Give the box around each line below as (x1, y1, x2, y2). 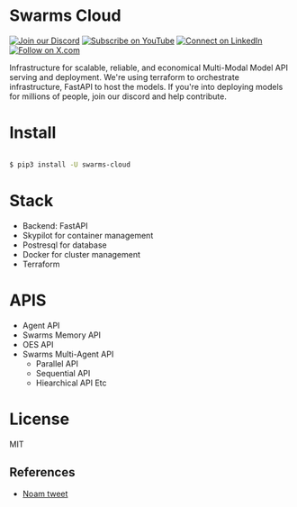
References (9, 465, 76, 480)
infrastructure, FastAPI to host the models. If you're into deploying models (9, 81, 283, 92)
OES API (22, 339, 54, 349)
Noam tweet (22, 488, 68, 500)
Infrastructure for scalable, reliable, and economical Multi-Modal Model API (9, 62, 288, 73)
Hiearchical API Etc (35, 377, 107, 388)
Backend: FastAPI (22, 220, 88, 231)
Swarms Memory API (22, 330, 102, 340)
